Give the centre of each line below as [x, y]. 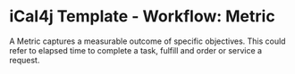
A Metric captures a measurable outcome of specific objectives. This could [147, 41]
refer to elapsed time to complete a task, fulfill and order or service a [135, 50]
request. [25, 60]
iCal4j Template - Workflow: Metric [142, 16]
